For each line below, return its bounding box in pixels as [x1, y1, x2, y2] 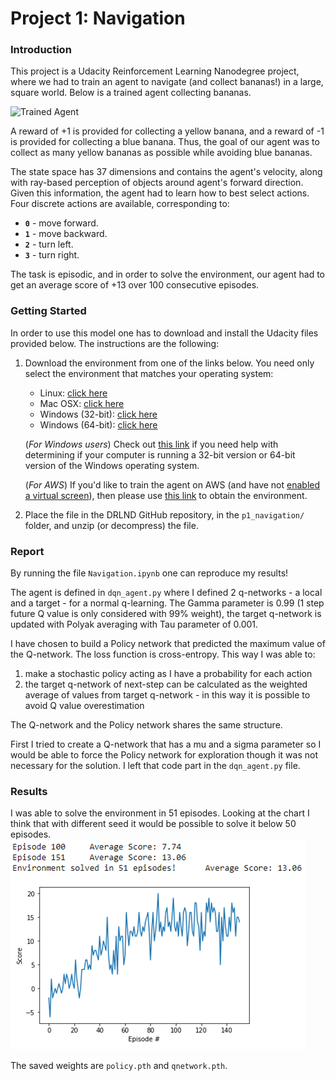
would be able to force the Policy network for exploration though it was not [10, 749, 318, 761]
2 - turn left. [24, 238, 74, 251]
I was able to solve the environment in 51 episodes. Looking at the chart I [10, 807, 310, 819]
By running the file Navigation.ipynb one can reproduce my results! [10, 567, 289, 579]
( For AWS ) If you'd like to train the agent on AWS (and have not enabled [24, 478, 321, 491]
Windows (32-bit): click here [39, 408, 158, 420]
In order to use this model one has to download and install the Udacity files [10, 327, 319, 339]
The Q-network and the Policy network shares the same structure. [10, 719, 283, 731]
